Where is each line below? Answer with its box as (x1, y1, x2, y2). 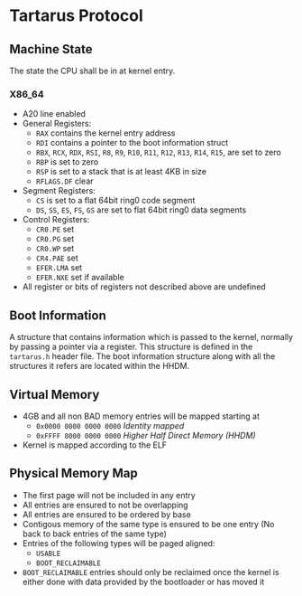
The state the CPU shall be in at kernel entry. (9, 65, 176, 76)
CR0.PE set (35, 223, 75, 235)
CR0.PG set (35, 233, 75, 244)
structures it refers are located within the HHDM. (9, 361, 190, 372)
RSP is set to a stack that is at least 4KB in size (35, 166, 207, 177)
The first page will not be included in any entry (22, 489, 196, 500)
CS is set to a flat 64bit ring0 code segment (35, 195, 196, 206)
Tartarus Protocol (9, 5, 144, 26)
